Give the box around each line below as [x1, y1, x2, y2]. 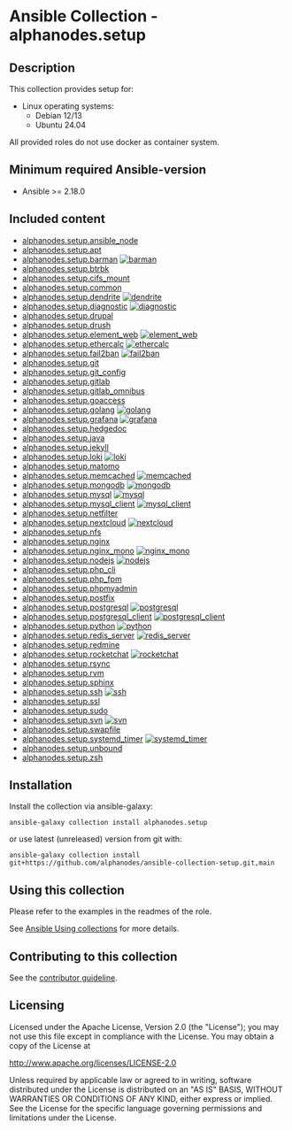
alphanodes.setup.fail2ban [21, 348, 119, 358]
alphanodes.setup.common [21, 281, 122, 293]
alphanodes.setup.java [21, 432, 105, 443]
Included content [9, 211, 106, 227]
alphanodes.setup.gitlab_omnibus [21, 385, 145, 396]
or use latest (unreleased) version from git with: [9, 834, 183, 844]
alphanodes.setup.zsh [21, 752, 104, 763]
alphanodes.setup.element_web [21, 329, 139, 340]
